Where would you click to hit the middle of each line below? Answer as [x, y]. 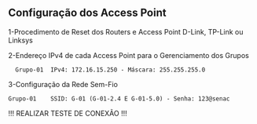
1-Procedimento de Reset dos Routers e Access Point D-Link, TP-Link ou [126, 31]
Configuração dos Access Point [87, 13]
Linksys [20, 40]
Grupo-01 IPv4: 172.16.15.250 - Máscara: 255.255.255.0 [110, 70]
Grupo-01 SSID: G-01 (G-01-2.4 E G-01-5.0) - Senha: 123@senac [119, 98]
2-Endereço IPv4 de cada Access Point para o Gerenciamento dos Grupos [128, 55]
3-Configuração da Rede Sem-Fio [63, 84]
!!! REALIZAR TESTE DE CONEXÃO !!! [68, 113]
